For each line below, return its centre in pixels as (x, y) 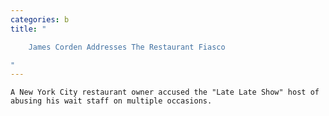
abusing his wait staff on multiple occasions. (111, 101)
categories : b (40, 19)
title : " (28, 29)
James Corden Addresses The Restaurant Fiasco (127, 47)
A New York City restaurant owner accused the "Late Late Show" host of (165, 92)
